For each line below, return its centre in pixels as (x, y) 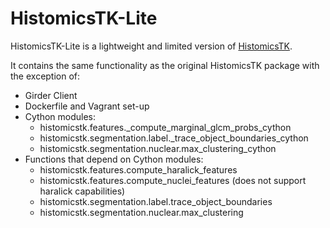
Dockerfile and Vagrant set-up (87, 106)
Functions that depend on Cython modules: (114, 159)
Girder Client (51, 95)
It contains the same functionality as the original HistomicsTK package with (165, 65)
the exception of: (45, 76)
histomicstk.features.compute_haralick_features (138, 169)
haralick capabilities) (82, 191)
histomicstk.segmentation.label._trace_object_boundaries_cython (174, 138)
